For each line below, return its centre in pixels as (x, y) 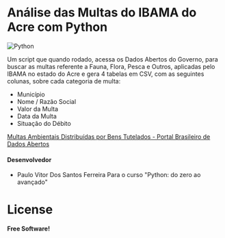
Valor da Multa (38, 109)
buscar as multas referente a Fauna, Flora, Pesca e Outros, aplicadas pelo (111, 66)
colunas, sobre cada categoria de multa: (64, 81)
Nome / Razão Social (47, 101)
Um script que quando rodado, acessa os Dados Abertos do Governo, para (113, 59)
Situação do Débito (44, 123)
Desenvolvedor (29, 159)
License (30, 210)
